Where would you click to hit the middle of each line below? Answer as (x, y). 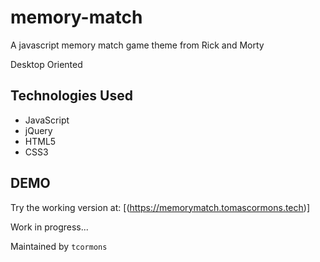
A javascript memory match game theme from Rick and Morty (137, 45)
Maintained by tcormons (59, 246)
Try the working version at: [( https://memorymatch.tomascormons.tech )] (160, 207)
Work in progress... (49, 227)
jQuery (38, 130)
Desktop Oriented (46, 64)
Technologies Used (71, 96)
